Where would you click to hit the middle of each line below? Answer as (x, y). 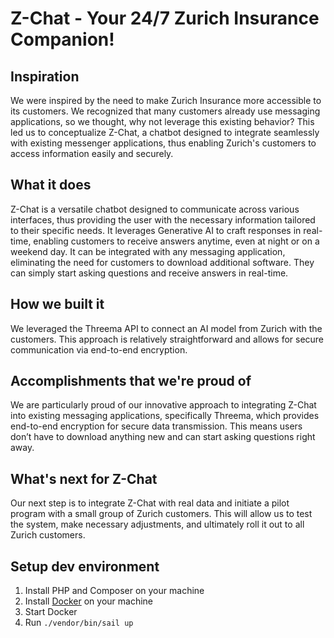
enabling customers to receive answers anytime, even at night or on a (176, 241)
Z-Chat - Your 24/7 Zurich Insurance (165, 18)
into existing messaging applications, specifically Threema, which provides (165, 416)
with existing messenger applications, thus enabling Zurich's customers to (163, 143)
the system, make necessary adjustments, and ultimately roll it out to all (157, 524)
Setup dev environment (85, 566)
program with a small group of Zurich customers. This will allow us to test (161, 514)
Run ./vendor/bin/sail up (79, 623)
